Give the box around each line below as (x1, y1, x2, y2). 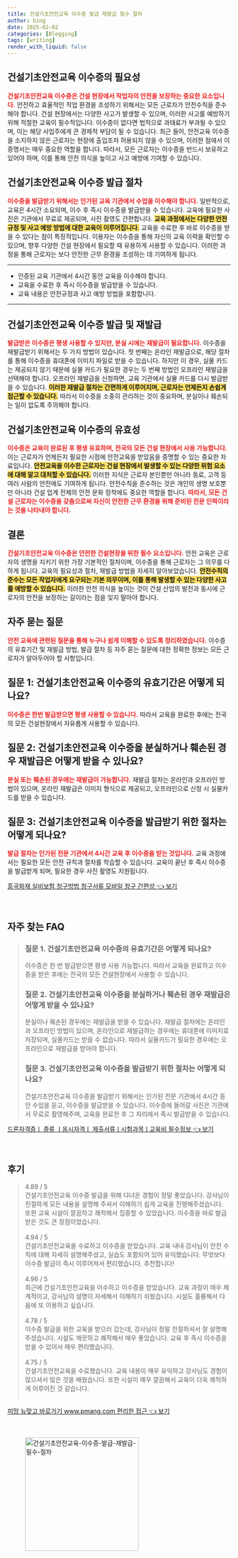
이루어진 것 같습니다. (32, 1384, 90, 1393)
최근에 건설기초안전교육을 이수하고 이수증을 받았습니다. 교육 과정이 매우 (24, 1283, 222, 1292)
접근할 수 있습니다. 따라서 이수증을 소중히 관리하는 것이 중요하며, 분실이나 (7, 392, 210, 401)
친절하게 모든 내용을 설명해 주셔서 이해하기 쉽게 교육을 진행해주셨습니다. (24, 1200, 224, 1208)
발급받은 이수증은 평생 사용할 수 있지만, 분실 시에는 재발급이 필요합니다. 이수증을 (7, 338, 227, 348)
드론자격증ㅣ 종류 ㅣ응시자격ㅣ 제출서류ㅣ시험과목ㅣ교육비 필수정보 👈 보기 (7, 1125, 214, 1133)
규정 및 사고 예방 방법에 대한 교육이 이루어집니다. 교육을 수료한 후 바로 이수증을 (7, 223, 223, 231)
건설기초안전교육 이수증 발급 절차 (7, 177, 143, 189)
